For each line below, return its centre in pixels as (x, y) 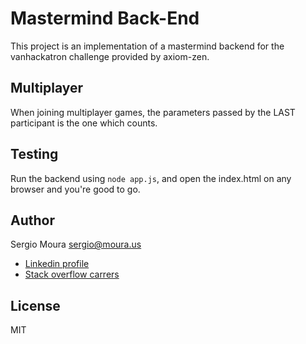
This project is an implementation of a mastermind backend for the (147, 46)
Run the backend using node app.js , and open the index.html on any (151, 178)
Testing (34, 154)
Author (32, 220)
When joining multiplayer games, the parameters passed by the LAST (153, 112)
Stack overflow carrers (72, 274)
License (35, 305)
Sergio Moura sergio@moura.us (76, 244)
